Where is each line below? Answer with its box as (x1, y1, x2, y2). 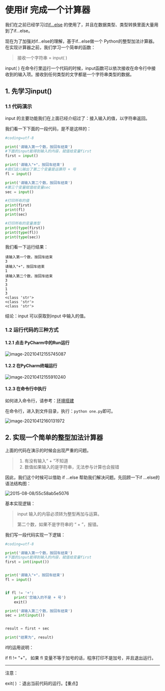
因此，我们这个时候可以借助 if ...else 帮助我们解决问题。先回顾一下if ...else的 (5, 474, 160, 480)
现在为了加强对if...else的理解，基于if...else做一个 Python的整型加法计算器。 (5, 38, 157, 44)
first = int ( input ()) (5, 559, 50, 565)
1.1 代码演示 (5, 103, 32, 110)
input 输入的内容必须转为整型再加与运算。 (17, 511, 102, 517)
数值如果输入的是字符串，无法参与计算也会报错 (24, 464, 119, 470)
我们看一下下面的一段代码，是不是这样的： (5, 126, 91, 132)
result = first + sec (5, 626, 50, 631)
